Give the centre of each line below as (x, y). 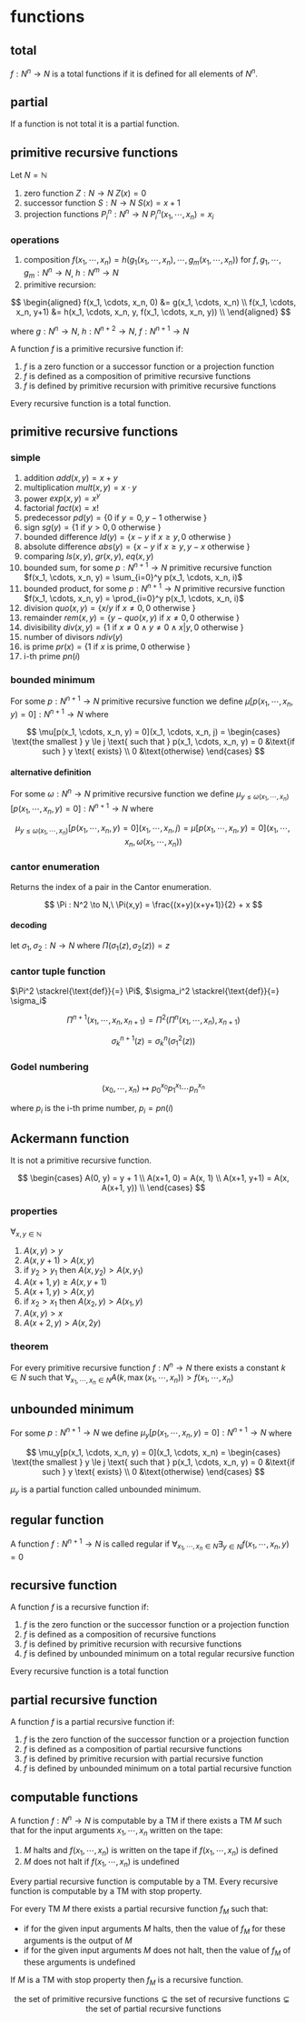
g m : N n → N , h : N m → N (71, 273)
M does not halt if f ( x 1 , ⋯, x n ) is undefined (101, 1863)
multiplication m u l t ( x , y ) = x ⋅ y (80, 487)
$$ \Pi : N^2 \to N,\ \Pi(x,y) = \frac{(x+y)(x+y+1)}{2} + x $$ (153, 904)
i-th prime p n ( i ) (52, 656)
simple (26, 458)
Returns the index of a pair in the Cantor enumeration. (111, 886)
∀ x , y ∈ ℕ (26, 1232)
